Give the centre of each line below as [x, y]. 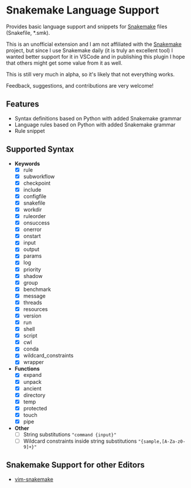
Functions [27, 369]
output [31, 249]
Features [23, 104]
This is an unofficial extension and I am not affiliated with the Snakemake [94, 44]
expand [33, 375]
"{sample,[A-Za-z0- [162, 442]
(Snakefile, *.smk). [28, 32]
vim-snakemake [34, 479]
